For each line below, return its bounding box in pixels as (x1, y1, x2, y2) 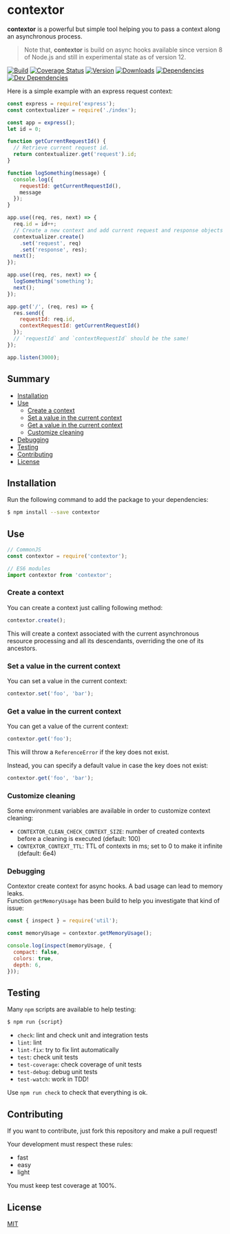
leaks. (7, 889, 24, 898)
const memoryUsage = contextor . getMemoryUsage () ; (7, 930, 153, 937)
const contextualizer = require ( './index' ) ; (7, 106, 137, 114)
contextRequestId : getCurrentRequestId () (19, 323, 140, 330)
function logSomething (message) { (7, 170, 107, 176)
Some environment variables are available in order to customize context (7, 807, 211, 815)
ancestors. (7, 644, 38, 652)
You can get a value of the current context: (7, 722, 129, 731)
